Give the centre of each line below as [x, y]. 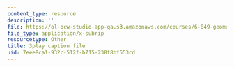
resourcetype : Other [37, 40]
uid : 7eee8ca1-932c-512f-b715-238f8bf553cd [71, 53]
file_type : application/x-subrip [56, 33]
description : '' [31, 20]
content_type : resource [42, 14]
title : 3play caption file [46, 46]
